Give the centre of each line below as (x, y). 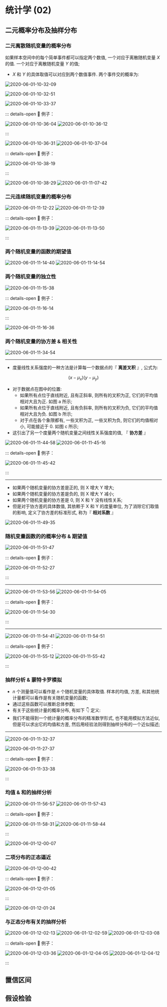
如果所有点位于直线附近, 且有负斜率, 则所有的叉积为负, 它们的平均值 (89, 408)
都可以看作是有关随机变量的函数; (55, 698)
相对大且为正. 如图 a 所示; (46, 401)
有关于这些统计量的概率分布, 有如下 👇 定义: (56, 710)
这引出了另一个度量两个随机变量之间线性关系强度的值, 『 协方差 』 (80, 433)
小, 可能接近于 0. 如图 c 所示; (49, 426)
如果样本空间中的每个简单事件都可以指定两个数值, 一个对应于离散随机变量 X (83, 57)
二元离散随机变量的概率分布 (38, 45)
